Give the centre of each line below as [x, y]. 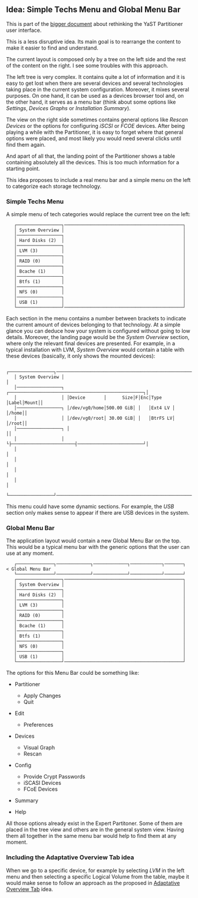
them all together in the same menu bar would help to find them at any [91, 836]
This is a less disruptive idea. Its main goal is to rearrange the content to [93, 41]
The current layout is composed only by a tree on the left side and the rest [96, 59]
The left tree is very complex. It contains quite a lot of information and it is [96, 77]
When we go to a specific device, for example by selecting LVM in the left [95, 870]
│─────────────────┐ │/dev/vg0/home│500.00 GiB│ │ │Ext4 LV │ [95, 408]
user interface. [24, 30]
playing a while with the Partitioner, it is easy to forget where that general [95, 132]
